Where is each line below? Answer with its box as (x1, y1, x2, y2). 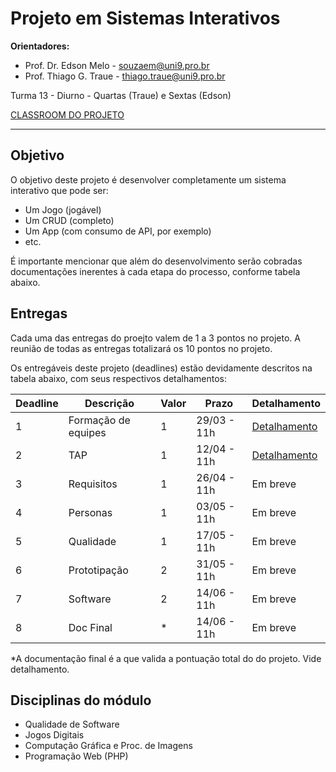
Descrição (84, 396, 135, 410)
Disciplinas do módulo (10, 692, 152, 709)
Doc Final (68, 620, 113, 634)
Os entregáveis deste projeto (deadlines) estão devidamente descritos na (10, 362, 313, 374)
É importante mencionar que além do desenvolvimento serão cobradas (10, 255, 303, 267)
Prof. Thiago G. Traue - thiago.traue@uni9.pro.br (24, 70, 226, 82)
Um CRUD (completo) (24, 214, 115, 226)
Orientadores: (10, 40, 70, 52)
